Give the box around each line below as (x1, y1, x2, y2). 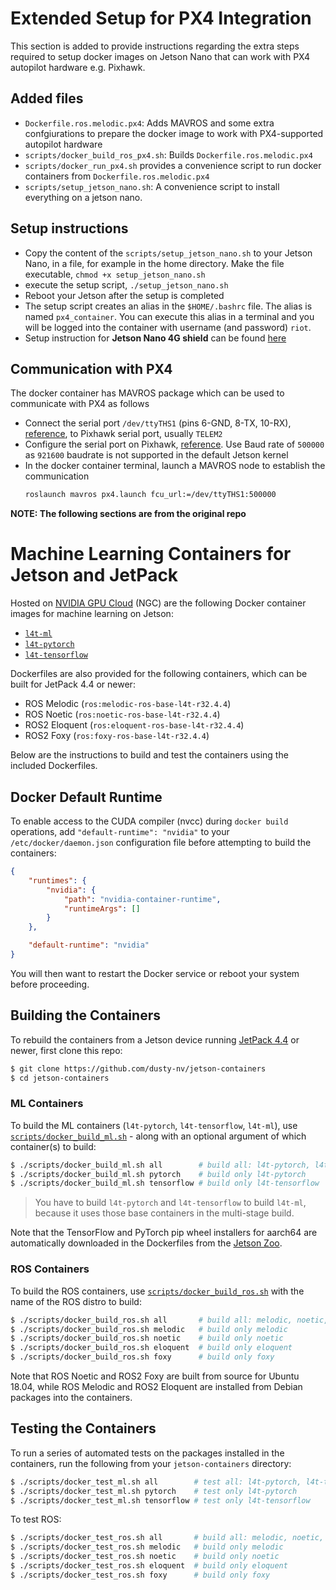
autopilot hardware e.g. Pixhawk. (10, 61, 146, 73)
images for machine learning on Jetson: (10, 608, 174, 620)
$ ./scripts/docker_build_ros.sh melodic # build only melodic (10, 1324, 288, 1334)
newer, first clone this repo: (10, 1044, 123, 1056)
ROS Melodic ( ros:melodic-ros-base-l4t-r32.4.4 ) (24, 698, 232, 710)
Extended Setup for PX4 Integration (10, 7, 312, 30)
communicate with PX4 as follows (10, 398, 150, 410)
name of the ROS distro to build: (10, 1295, 142, 1307)
